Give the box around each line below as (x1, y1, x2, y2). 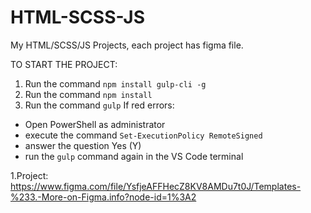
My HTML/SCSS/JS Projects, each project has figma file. (10, 39, 244, 51)
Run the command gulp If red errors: (24, 99, 175, 111)
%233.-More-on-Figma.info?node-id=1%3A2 (10, 191, 197, 203)
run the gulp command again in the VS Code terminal (24, 150, 244, 162)
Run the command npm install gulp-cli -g (24, 77, 207, 90)
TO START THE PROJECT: (10, 58, 118, 70)
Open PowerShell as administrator (24, 118, 166, 130)
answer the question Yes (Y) (24, 139, 142, 151)
